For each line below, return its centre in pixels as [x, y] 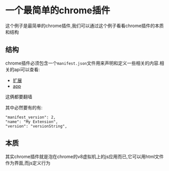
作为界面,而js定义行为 [28, 163]
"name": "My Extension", [32, 122]
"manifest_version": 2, [31, 117]
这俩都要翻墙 [19, 97]
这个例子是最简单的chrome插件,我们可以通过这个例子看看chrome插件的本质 [85, 26]
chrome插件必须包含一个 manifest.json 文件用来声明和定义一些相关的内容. [82, 63]
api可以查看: [27, 69]
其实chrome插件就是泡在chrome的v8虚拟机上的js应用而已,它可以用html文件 [85, 156]
